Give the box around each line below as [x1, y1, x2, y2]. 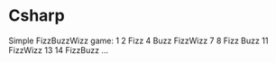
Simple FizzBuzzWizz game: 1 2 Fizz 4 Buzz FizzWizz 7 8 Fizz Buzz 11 [8, 35, 269, 46]
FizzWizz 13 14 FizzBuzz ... [8, 44, 109, 55]
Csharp [8, 5, 65, 26]
